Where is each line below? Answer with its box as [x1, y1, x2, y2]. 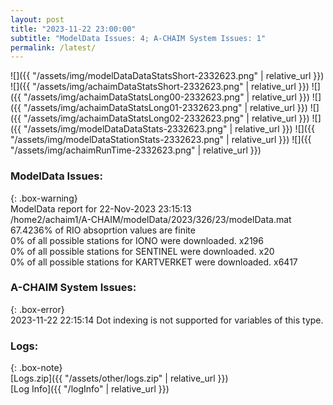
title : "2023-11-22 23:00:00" [10, 24, 137, 34]
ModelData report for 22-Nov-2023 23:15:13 [10, 202, 192, 215]
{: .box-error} [10, 303, 65, 315]
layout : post [10, 14, 65, 25]
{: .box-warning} [10, 192, 78, 204]
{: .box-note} [10, 362, 63, 374]
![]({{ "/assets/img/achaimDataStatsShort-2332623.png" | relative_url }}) [10, 81, 310, 93]
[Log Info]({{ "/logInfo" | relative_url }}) [10, 383, 170, 395]
